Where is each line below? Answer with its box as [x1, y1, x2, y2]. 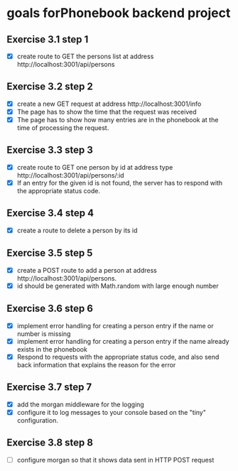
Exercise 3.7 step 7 [6, 381, 92, 394]
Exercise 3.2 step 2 [6, 80, 93, 93]
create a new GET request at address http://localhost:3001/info [16, 99, 202, 108]
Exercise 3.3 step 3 [6, 144, 94, 156]
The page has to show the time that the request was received [16, 107, 197, 116]
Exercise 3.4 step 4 [6, 207, 94, 220]
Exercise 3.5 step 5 [6, 247, 93, 259]
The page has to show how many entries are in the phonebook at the [16, 116, 219, 124]
